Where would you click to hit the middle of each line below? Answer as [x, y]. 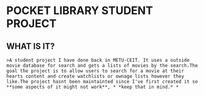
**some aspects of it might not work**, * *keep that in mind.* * [93, 87]
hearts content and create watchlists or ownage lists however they [95, 76]
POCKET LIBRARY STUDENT [80, 11]
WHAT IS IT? [31, 46]
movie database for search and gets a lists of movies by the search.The [102, 65]
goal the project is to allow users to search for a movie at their [95, 71]
